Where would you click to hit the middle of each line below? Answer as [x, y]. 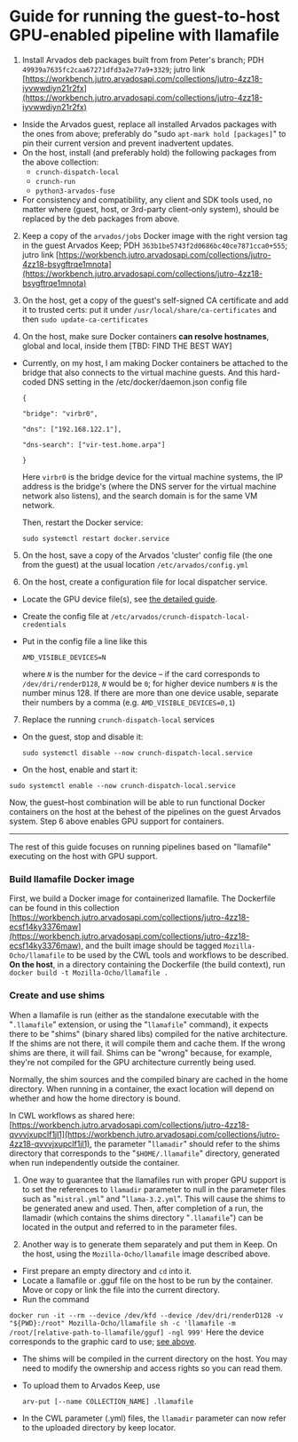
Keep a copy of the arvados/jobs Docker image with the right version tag [155, 235]
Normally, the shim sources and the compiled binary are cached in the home [149, 1079]
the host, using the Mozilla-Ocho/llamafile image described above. [146, 1254]
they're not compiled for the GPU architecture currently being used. [133, 1062]
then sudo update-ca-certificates [85, 319]
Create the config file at [65, 616]
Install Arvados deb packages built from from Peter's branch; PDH [143, 60]
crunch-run [55, 181]
